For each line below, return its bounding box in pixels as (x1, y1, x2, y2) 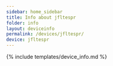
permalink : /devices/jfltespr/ (6, 31, 84, 37)
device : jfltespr (6, 37, 50, 43)
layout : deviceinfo (6, 25, 55, 32)
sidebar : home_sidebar (6, 8, 63, 15)
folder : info (6, 20, 39, 26)
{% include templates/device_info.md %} (6, 53, 108, 60)
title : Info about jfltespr (6, 14, 77, 20)
